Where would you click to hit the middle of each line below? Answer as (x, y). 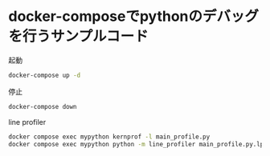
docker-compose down (43, 106)
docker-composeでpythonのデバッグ (134, 16)
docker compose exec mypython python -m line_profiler (102, 144)
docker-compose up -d (45, 75)
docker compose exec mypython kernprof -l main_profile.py (109, 137)
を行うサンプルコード (78, 36)
